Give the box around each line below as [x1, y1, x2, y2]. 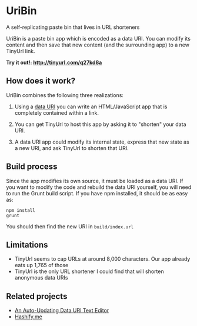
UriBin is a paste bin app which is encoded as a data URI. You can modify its [6, 35, 191, 42]
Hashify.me [14, 313, 43, 320]
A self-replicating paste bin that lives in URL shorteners [6, 24, 140, 31]
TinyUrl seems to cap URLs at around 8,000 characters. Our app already [14, 255, 191, 262]
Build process [6, 162, 58, 172]
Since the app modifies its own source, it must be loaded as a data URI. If [6, 177, 183, 184]
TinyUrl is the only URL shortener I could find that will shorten [14, 268, 164, 275]
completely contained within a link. [14, 109, 99, 116]
